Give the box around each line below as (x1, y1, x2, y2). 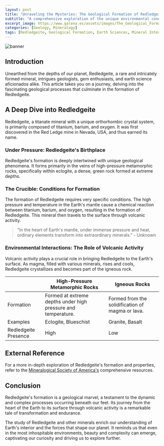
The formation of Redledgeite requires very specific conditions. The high (5, 197, 151, 202)
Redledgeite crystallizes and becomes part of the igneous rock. (5, 266, 133, 272)
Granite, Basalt (108, 318, 143, 325)
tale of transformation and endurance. (5, 410, 82, 416)
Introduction (5, 57, 44, 66)
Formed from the (108, 295, 147, 302)
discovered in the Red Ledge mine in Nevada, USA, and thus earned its (5, 129, 148, 135)
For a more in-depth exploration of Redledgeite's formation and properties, (5, 362, 155, 368)
